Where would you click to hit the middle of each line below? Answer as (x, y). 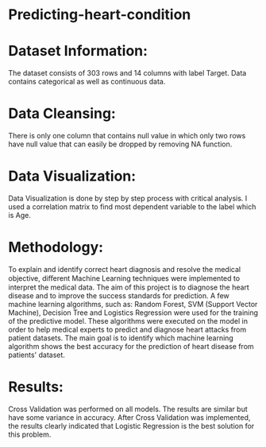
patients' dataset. (37, 355)
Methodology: (56, 247)
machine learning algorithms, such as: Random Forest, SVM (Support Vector (133, 304)
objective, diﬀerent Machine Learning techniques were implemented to (124, 278)
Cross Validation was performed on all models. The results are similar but (128, 409)
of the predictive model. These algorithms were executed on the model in (128, 321)
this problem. (30, 434)
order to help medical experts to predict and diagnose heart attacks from (127, 329)
